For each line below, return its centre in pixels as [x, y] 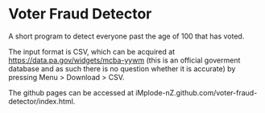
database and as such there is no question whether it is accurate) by [122, 68]
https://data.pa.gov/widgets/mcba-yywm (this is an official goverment [124, 60]
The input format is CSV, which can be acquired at [92, 51]
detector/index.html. [42, 101]
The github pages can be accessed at [71, 92]
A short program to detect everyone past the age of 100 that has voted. [126, 36]
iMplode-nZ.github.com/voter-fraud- [197, 92]
